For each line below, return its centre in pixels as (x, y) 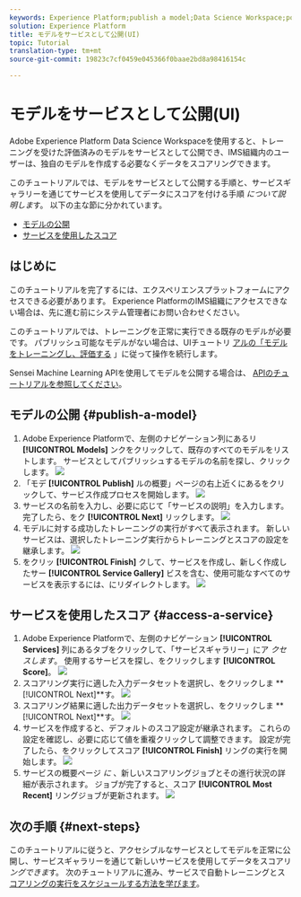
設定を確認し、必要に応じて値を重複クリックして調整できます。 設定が (152, 739)
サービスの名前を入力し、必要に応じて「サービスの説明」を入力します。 (155, 506)
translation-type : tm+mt (56, 51)
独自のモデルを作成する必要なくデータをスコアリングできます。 (158, 163)
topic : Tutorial (39, 43)
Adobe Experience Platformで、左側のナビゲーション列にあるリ (139, 438)
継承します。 (46, 550)
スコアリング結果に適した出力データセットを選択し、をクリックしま (148, 706)
